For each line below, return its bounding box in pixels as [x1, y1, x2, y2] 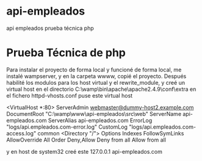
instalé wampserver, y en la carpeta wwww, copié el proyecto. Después [6, 72, 187, 80]
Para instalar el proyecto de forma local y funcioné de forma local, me [6, 66, 182, 73]
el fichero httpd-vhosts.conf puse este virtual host [6, 91, 133, 99]
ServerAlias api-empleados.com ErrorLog [48, 116, 153, 124]
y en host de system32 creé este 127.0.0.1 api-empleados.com [6, 148, 163, 155]
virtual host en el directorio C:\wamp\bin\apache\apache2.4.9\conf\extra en [6, 85, 197, 93]
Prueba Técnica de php [6, 46, 126, 60]
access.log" [6, 129, 37, 137]
